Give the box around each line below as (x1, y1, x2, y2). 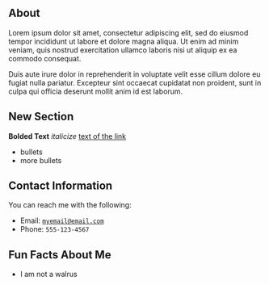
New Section (8, 110, 74, 124)
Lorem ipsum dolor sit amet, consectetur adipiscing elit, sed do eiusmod (8, 27, 249, 37)
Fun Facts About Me (8, 248, 111, 262)
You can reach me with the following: (8, 200, 132, 210)
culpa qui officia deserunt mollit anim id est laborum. (8, 86, 183, 96)
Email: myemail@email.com (19, 216, 104, 225)
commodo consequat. (8, 53, 82, 63)
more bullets (19, 155, 62, 165)
